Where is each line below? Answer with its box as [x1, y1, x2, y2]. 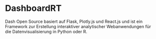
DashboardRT [5, 3, 62, 14]
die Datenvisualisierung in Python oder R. [5, 29, 88, 34]
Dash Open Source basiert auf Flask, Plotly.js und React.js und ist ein [5, 19, 143, 24]
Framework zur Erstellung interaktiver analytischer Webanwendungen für [5, 23, 151, 29]
